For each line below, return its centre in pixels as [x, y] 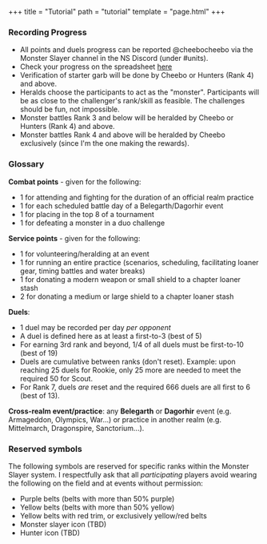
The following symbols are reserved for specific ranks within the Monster [129, 466]
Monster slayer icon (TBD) [63, 524]
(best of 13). [40, 395]
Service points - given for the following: [74, 238]
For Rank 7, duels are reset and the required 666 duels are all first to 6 [135, 387]
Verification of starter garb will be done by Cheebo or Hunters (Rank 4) [137, 75]
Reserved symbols [45, 449]
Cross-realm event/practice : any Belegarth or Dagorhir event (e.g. [120, 411]
